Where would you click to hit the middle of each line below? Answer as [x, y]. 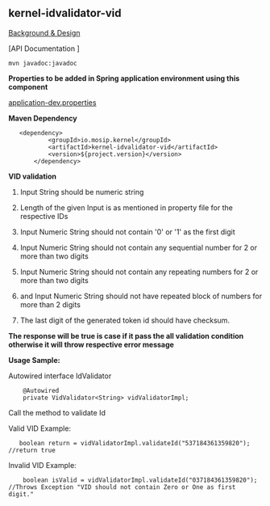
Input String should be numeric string [82, 192]
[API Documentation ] [44, 48]
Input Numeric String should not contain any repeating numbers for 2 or [139, 272]
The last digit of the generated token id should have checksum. [125, 320]
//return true [32, 450]
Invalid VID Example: [42, 465]
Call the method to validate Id [57, 412]
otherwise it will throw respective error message [91, 344]
